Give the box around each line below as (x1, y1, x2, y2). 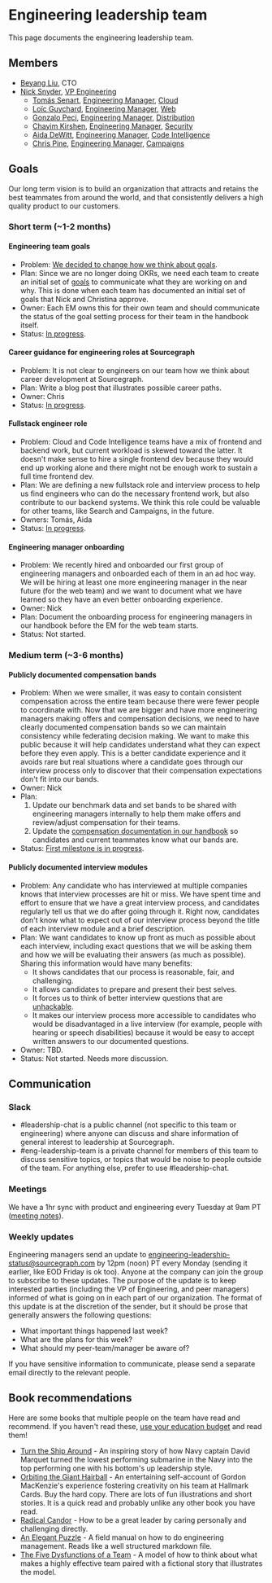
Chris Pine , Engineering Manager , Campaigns (32, 138, 185, 148)
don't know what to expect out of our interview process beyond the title (19, 914, 260, 925)
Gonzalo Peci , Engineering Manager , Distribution (32, 112, 195, 122)
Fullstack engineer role (8, 419, 88, 428)
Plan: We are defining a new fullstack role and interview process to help (19, 480, 261, 490)
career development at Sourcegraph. (19, 374, 144, 384)
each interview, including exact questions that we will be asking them (19, 941, 252, 950)
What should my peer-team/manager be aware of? (19, 1343, 190, 1353)
